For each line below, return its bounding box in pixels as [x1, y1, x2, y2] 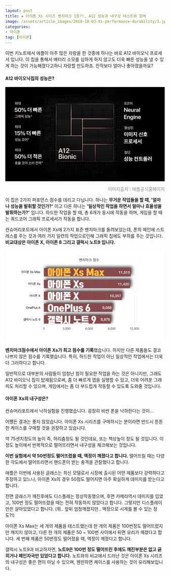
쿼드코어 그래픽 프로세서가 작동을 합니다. [10, 216, 91, 222]
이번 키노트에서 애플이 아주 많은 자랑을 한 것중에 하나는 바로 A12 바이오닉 [5, 50, 149, 56]
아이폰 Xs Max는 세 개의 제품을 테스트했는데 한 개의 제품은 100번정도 [5, 523, 142, 529]
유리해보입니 [138, 559, 163, 565]
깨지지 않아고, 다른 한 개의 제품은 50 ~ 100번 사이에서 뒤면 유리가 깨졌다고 [10, 529, 157, 536]
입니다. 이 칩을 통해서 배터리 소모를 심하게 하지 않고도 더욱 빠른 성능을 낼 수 [10, 56, 159, 62]
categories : [5, 24, 30, 29]
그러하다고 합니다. [10, 359, 46, 365]
